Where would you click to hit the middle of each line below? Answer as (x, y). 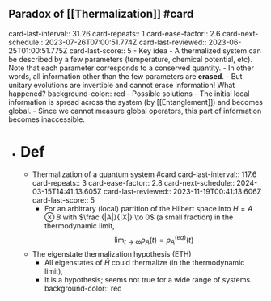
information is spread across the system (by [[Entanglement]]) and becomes (135, 102)
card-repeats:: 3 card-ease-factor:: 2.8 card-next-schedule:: (133, 182)
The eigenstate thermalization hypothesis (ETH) (112, 254)
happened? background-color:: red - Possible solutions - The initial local (129, 94)
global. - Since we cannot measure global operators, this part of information (135, 111)
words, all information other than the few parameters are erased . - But (125, 76)
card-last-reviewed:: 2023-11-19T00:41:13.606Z (183, 191)
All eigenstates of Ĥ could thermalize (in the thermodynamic (144, 263)
